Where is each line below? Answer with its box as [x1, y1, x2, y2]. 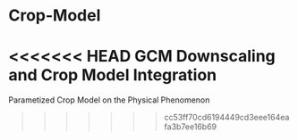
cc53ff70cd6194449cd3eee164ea [164, 112, 290, 123]
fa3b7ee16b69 [164, 121, 217, 132]
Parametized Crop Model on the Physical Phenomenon [8, 95, 210, 105]
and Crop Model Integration [8, 65, 217, 86]
